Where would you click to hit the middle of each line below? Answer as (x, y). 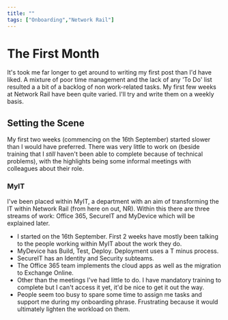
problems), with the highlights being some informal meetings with (99, 161)
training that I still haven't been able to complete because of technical (105, 154)
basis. (15, 102)
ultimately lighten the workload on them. (74, 309)
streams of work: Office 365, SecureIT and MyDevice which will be (101, 215)
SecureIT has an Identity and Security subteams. (86, 258)
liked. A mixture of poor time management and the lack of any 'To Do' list (110, 80)
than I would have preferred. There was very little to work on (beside (103, 147)
